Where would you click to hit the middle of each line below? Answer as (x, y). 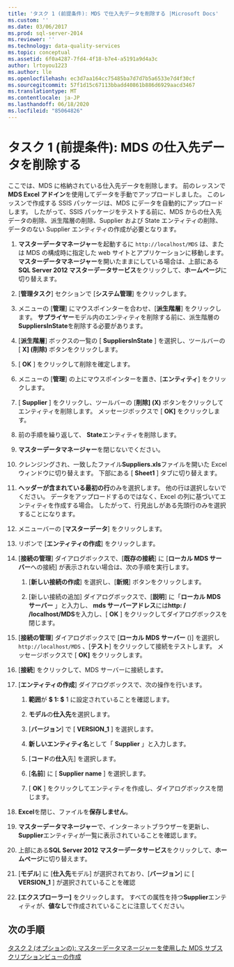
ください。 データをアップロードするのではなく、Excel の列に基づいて (119, 496)
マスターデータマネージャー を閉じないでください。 (91, 449)
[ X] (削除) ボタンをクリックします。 (70, 349)
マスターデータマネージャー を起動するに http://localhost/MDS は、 (115, 244)
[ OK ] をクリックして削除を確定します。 (76, 364)
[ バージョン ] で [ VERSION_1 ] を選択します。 (93, 729)
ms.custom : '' (29, 20)
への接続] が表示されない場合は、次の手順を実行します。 (111, 567)
